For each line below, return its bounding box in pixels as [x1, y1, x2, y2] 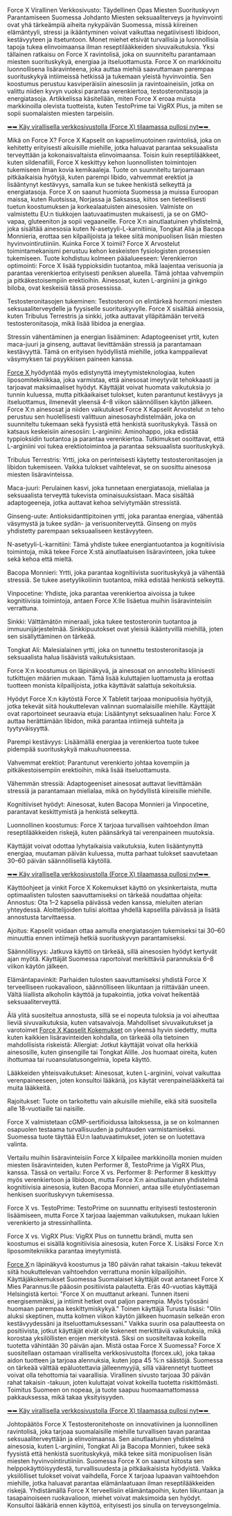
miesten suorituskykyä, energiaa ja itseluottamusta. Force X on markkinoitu [7, 58, 222, 65]
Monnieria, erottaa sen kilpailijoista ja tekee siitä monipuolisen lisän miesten [7, 232, 223, 240]
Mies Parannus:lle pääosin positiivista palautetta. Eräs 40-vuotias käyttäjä [7, 1283, 218, 1290]
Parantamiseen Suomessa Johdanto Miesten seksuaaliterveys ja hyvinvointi [7, 13, 223, 22]
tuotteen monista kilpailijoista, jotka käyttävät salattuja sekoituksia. [7, 681, 197, 690]
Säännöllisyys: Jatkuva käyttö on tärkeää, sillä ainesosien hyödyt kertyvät [7, 947, 217, 956]
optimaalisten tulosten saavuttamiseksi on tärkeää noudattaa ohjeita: [7, 891, 203, 899]
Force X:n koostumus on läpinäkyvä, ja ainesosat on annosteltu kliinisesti [7, 667, 215, 674]
